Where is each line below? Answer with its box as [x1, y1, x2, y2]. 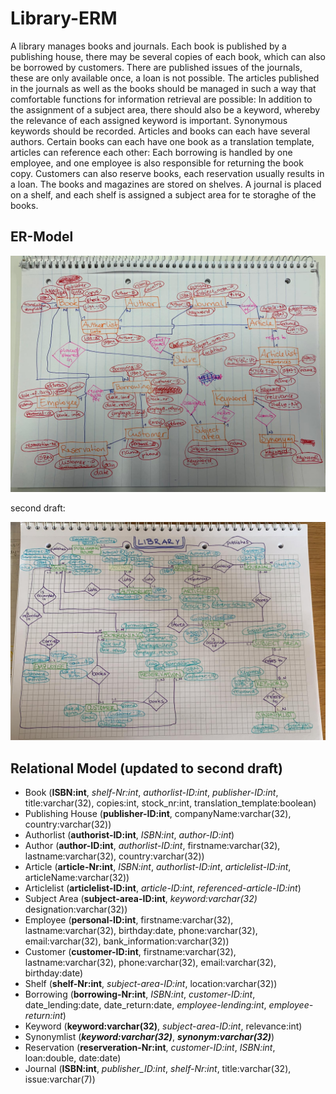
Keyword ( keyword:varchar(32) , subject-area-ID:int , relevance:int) [24, 1020, 303, 1032]
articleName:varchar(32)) [24, 872, 130, 884]
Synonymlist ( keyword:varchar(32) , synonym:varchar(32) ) [24, 1031, 275, 1043]
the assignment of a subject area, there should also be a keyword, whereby [10, 103, 321, 116]
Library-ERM [10, 7, 118, 30]
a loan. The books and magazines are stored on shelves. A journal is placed [10, 178, 322, 190]
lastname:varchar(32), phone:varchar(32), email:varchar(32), [24, 957, 277, 969]
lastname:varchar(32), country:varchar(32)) [24, 850, 205, 862]
